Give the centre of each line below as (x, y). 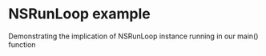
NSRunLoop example (79, 14)
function (22, 44)
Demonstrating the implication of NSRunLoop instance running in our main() (133, 36)
